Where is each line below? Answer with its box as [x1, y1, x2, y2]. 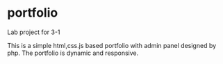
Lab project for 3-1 [7, 28, 60, 36]
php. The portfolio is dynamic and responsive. [7, 49, 139, 57]
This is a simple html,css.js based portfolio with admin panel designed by [7, 41, 217, 49]
